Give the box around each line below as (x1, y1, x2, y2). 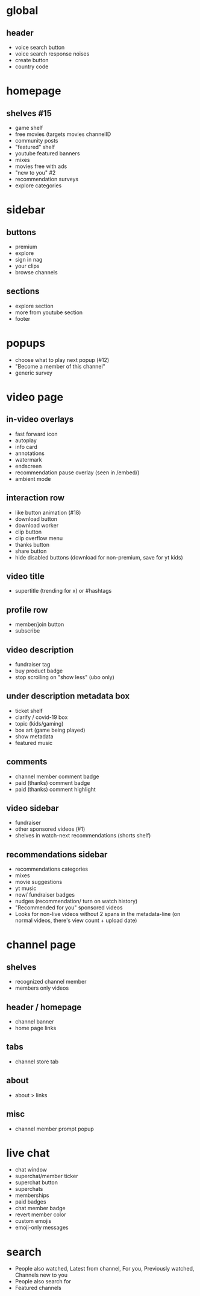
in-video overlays (6, 414, 74, 425)
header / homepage (6, 1002, 82, 1012)
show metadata (14, 732, 54, 740)
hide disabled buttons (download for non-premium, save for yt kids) (14, 553, 184, 561)
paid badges (14, 1198, 46, 1205)
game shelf (14, 124, 43, 131)
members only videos (14, 984, 69, 991)
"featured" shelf (14, 143, 55, 150)
